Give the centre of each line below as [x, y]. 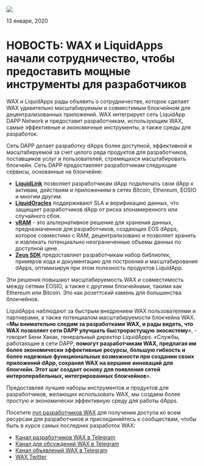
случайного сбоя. [38, 216]
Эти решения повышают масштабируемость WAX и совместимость [95, 279]
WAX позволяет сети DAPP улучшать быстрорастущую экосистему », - [102, 330]
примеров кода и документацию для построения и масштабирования [106, 261]
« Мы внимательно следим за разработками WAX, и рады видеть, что [100, 324]
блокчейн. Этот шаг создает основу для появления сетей [83, 369]
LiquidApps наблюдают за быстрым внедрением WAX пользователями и [101, 311]
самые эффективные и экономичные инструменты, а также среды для [99, 127]
